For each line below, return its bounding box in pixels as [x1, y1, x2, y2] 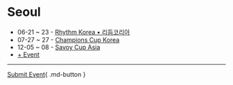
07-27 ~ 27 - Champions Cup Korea [17, 35, 120, 44]
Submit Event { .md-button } [7, 70, 86, 78]
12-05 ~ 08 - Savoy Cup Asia [17, 43, 101, 51]
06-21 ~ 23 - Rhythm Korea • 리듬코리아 [17, 28, 130, 36]
